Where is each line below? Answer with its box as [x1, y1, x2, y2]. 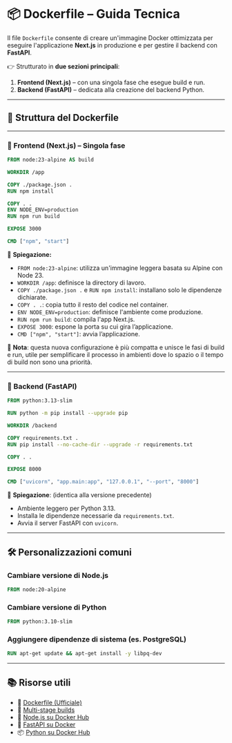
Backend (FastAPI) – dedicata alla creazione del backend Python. [17, 85, 205, 94]
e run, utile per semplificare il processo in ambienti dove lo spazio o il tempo [7, 350, 224, 358]
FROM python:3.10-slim [7, 618, 72, 626]
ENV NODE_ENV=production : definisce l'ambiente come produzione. [17, 307, 204, 316]
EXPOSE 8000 [7, 466, 41, 473]
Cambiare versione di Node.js [7, 570, 109, 580]
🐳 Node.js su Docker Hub [17, 713, 90, 721]
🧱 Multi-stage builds [17, 706, 75, 714]
